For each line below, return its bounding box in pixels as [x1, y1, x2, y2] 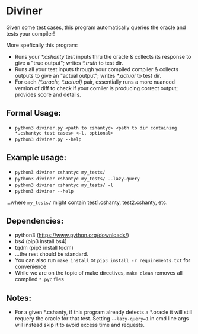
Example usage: [6, 152, 67, 163]
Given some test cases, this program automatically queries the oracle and [6, 24, 186, 31]
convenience [14, 263, 47, 271]
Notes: [6, 292, 31, 303]
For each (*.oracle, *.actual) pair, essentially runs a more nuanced [14, 78, 175, 85]
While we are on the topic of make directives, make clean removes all [14, 269, 183, 276]
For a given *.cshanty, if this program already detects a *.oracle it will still [14, 308, 193, 316]
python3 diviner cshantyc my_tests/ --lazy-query [14, 176, 140, 182]
